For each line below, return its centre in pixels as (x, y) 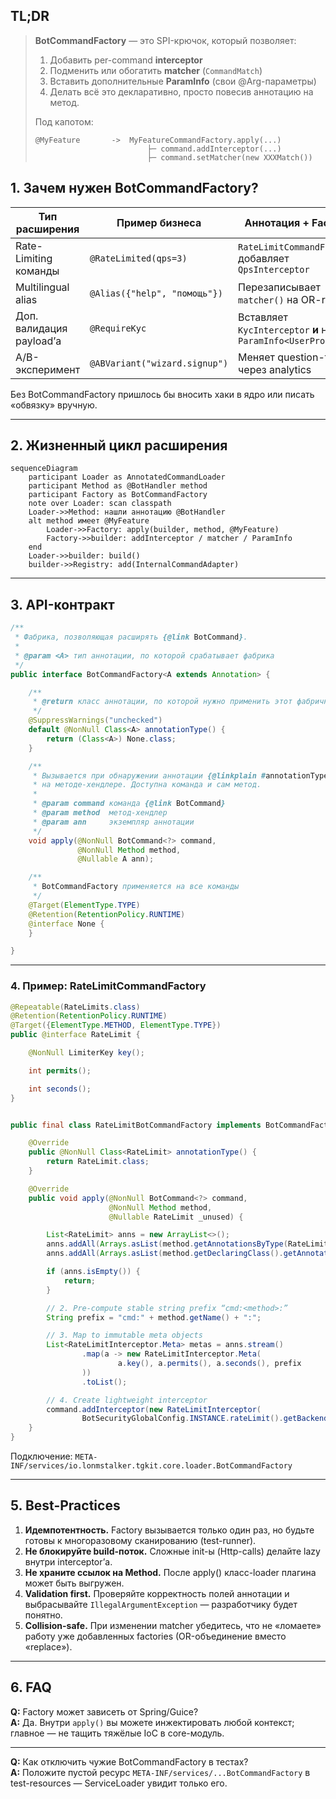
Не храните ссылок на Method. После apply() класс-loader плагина (170, 1572)
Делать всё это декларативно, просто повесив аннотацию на (181, 91)
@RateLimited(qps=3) (138, 258)
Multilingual (42, 287)
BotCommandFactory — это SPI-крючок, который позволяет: (165, 40)
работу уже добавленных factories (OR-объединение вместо (155, 1636)
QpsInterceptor (274, 269)
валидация (41, 328)
